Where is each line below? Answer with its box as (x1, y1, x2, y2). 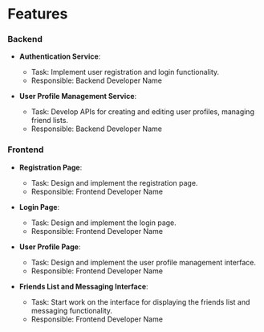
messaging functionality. (30, 305, 113, 315)
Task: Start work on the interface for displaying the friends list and (30, 297, 250, 306)
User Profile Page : (18, 242, 81, 252)
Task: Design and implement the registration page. (30, 178, 198, 187)
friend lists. (30, 116, 69, 125)
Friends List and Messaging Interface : (18, 281, 149, 291)
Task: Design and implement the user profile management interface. (30, 257, 257, 267)
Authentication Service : (18, 51, 101, 61)
